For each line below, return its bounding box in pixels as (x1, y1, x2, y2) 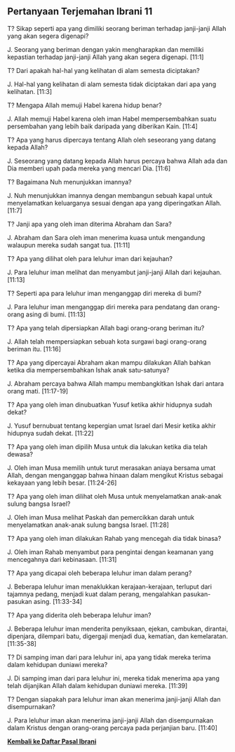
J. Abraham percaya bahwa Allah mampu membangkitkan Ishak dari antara (7, 379, 224, 388)
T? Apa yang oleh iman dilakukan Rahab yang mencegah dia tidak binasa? (7, 534, 222, 542)
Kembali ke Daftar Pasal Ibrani (7, 737, 97, 746)
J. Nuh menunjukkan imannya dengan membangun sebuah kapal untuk (7, 191, 213, 199)
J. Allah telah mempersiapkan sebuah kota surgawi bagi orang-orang (7, 337, 207, 346)
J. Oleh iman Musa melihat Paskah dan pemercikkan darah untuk (7, 513, 195, 521)
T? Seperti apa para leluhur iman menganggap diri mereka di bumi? (7, 289, 202, 297)
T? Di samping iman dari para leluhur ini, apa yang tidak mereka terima (7, 652, 211, 662)
